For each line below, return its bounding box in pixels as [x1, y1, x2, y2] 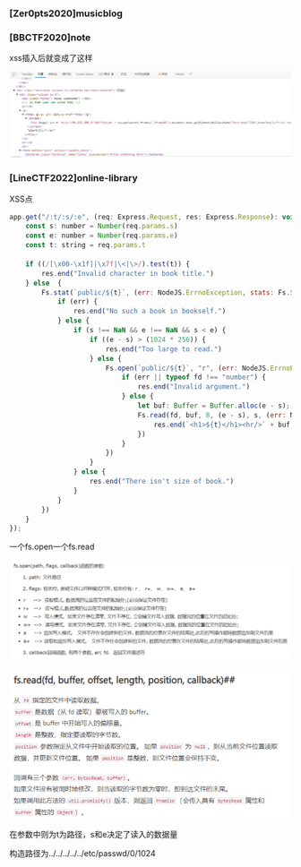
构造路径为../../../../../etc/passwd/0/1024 [9, 847, 156, 858]
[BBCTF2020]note [9, 30, 91, 43]
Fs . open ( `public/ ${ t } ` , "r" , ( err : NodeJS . [105, 364, 271, 373]
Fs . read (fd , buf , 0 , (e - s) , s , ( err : [137, 410, 287, 419]
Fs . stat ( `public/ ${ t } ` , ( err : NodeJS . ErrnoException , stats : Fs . [41, 288, 291, 297]
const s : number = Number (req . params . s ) [25, 222, 178, 231]
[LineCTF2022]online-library [9, 172, 139, 185]
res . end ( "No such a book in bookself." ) [73, 307, 227, 316]
